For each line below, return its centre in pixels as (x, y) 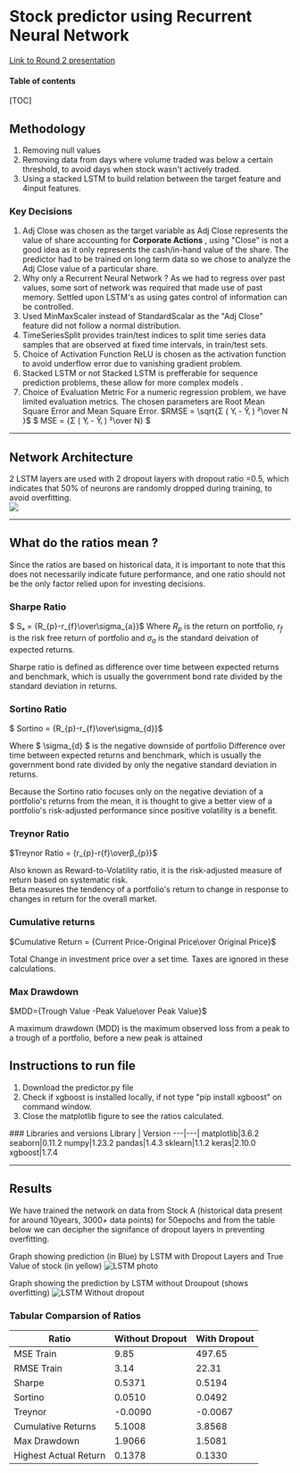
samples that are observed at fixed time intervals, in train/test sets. (145, 345)
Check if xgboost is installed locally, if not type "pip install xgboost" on (152, 1097)
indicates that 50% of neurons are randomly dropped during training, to (141, 488)
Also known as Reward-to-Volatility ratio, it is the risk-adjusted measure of (146, 871)
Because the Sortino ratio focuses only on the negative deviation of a (136, 792)
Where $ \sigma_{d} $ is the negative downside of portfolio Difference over (147, 746)
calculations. (33, 968)
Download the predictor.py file (78, 1087)
